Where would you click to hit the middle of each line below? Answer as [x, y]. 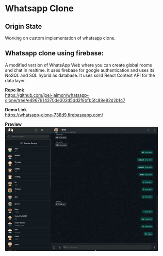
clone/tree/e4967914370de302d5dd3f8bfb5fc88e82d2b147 [65, 100]
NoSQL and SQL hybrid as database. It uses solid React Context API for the [80, 75]
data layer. [16, 80]
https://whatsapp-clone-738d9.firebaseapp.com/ [54, 115]
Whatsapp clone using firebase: [55, 53]
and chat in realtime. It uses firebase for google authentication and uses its [80, 70]
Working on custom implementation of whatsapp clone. [60, 38]
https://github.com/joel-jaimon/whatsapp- [47, 95]
